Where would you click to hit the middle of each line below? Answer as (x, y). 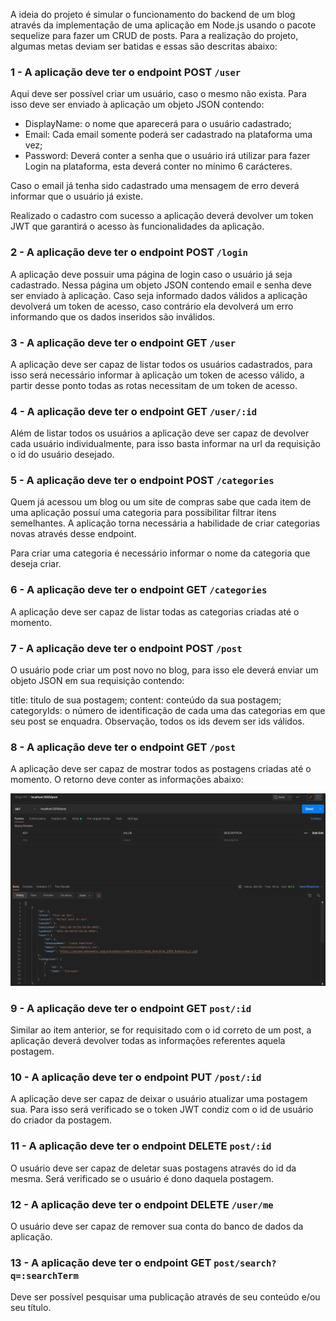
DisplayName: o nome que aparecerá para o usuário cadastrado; (158, 124)
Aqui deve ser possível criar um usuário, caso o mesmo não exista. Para (158, 94)
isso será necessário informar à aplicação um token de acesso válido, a (157, 375)
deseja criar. (36, 564)
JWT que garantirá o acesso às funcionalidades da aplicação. (137, 226)
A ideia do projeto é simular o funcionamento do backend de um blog (153, 14)
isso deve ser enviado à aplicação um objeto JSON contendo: (137, 105)
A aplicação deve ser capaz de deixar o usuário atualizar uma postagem (159, 1099)
